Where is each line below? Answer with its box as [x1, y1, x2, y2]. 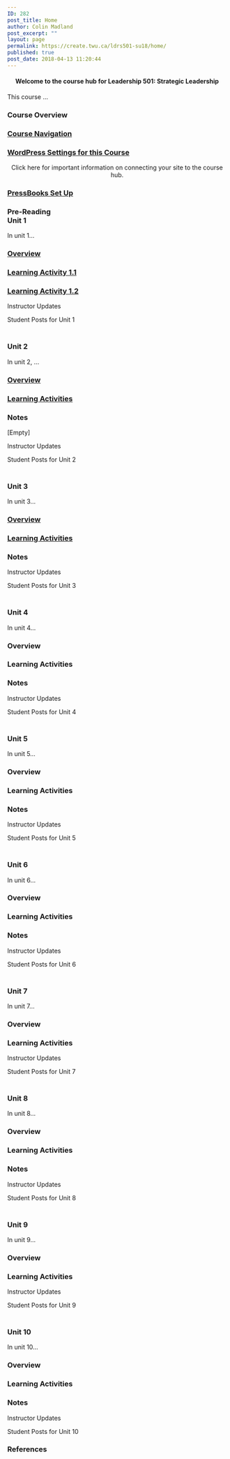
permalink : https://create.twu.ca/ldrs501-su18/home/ [7, 43, 167, 50]
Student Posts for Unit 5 [7, 834, 77, 842]
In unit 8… [7, 1110, 36, 1118]
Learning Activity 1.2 [7, 287, 79, 296]
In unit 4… [7, 623, 36, 632]
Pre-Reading [7, 206, 51, 216]
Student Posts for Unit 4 [7, 707, 77, 716]
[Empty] [7, 428, 31, 437]
